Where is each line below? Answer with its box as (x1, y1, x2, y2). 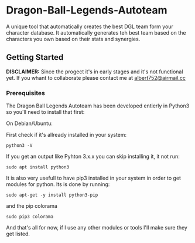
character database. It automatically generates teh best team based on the (6, 29, 186, 36)
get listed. (6, 230, 30, 238)
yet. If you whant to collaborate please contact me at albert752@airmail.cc (6, 74, 186, 81)
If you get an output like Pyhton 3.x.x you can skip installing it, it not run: (6, 153, 180, 160)
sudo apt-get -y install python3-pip (6, 192, 98, 198)
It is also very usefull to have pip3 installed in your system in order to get (6, 174, 182, 182)
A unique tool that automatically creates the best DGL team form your (6, 23, 174, 30)
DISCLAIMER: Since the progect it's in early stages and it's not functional (6, 68, 183, 75)
